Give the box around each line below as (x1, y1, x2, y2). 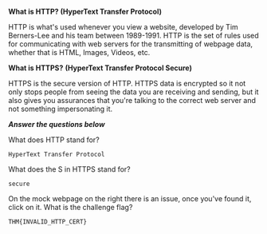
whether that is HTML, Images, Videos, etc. (8, 48, 151, 57)
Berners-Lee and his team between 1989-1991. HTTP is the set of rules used (8, 31, 259, 40)
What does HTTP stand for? (8, 135, 100, 145)
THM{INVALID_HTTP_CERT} (8, 218, 88, 226)
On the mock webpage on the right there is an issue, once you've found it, (8, 194, 252, 203)
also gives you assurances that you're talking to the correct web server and (8, 96, 257, 105)
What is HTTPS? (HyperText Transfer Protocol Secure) (8, 63, 193, 73)
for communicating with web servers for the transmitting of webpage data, (8, 39, 253, 49)
